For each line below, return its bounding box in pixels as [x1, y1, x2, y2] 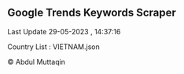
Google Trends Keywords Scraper [7, 6, 176, 19]
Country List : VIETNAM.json [7, 42, 100, 51]
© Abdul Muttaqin [7, 57, 66, 66]
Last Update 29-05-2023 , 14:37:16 [7, 26, 121, 36]
